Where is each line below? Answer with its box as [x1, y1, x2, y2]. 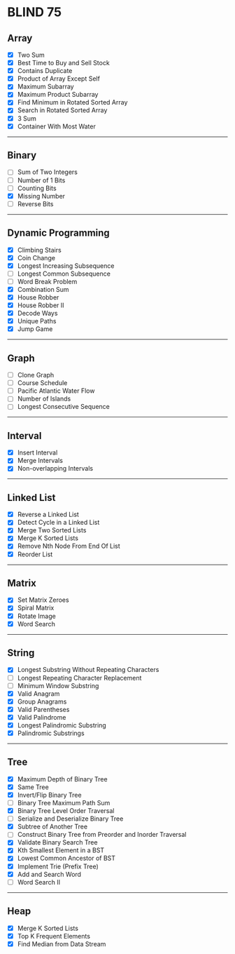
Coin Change [17, 253, 56, 262]
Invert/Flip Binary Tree [17, 791, 82, 799]
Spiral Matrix [17, 604, 55, 612]
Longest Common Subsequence [17, 269, 111, 278]
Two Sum [17, 51, 45, 59]
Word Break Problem [17, 277, 78, 285]
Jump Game [17, 325, 53, 333]
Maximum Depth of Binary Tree [17, 774, 108, 783]
